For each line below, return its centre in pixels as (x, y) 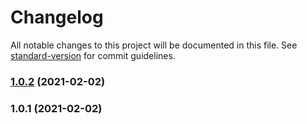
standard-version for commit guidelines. (93, 55)
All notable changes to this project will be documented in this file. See (154, 45)
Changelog (57, 17)
